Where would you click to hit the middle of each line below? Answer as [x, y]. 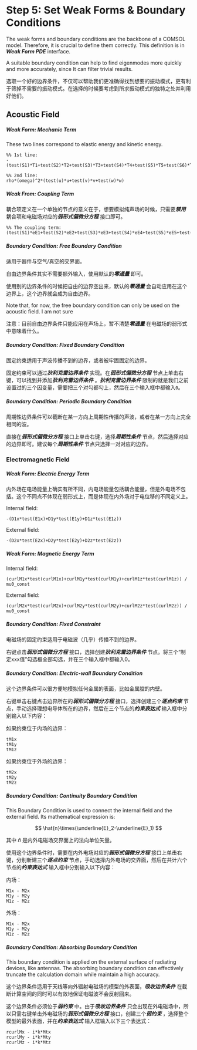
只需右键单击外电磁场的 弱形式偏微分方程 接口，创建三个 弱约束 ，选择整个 [100, 1014]
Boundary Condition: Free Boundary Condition [64, 246]
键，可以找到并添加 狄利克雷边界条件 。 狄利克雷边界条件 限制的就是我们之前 [97, 380]
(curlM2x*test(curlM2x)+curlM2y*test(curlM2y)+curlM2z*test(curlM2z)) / [97, 606]
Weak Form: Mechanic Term [41, 129]
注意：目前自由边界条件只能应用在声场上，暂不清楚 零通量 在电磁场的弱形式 [97, 324]
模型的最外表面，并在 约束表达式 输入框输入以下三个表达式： [79, 1021]
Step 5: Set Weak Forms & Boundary [96, 10]
